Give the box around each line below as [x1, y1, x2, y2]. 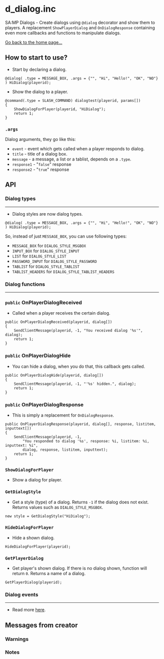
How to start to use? [5, 54, 68, 62]
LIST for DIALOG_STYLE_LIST [12, 253, 67, 259]
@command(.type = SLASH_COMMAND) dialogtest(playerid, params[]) [5, 98, 141, 103]
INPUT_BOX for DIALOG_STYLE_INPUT [12, 248, 80, 254]
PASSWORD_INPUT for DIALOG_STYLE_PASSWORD [12, 258, 97, 264]
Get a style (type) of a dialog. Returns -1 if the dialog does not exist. [12, 499, 149, 505]
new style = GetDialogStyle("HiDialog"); [5, 514, 91, 519]
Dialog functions [5, 280, 45, 287]
